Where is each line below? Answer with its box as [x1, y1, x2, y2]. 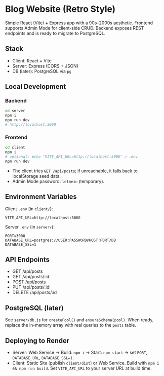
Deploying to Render [5, 337, 70, 345]
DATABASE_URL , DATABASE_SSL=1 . [12, 354, 74, 361]
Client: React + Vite [12, 58, 52, 64]
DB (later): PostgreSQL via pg [12, 68, 72, 74]
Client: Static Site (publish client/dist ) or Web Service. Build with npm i [12, 360, 160, 366]
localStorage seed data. [12, 173, 61, 179]
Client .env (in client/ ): [5, 206, 53, 212]
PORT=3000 [5, 233, 26, 238]
